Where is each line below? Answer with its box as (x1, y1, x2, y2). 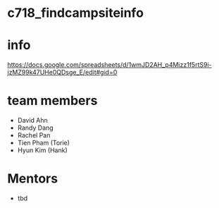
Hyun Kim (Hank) (17, 146, 68, 154)
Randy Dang (17, 123, 54, 132)
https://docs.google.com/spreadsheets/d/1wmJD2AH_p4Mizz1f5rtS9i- (7, 61, 213, 69)
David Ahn (17, 116, 48, 125)
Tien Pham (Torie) (17, 139, 70, 147)
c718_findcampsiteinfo (7, 5, 144, 21)
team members (7, 93, 98, 109)
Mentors (7, 171, 58, 187)
